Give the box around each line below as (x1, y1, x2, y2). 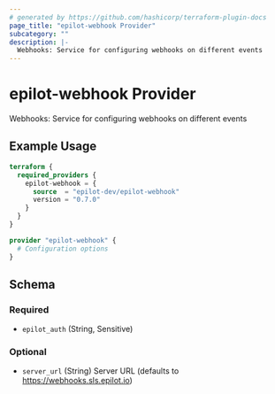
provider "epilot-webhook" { (9, 236, 117, 244)
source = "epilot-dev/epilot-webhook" (32, 187, 180, 196)
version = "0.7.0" (32, 196, 101, 205)
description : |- (9, 37, 69, 47)
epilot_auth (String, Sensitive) (21, 324, 134, 335)
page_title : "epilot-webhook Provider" (9, 21, 157, 30)
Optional (9, 346, 47, 359)
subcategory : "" (9, 29, 69, 38)
